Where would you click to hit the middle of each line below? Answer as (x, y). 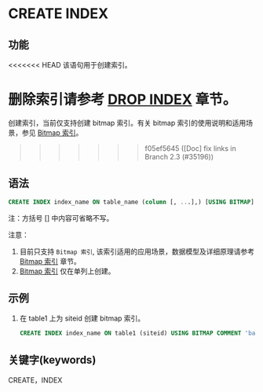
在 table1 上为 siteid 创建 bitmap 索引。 (82, 318)
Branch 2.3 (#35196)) (179, 156)
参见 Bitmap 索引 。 (52, 132)
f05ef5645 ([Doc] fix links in (191, 148)
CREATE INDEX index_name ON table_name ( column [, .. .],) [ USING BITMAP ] (131, 202)
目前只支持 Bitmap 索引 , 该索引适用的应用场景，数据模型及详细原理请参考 (137, 251)
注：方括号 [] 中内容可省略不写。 (61, 218)
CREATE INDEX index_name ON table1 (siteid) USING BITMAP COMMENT (130, 333)
